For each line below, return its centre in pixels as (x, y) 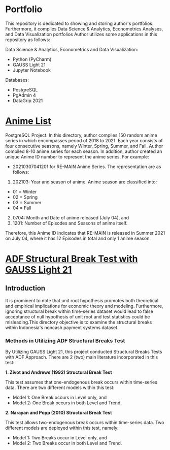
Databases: (17, 80)
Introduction (25, 288)
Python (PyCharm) (32, 59)
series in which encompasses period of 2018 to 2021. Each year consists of (84, 140)
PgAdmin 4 (24, 95)
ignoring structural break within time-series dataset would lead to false (79, 311)
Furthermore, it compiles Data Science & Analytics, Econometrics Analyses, (84, 28)
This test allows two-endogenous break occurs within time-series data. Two (85, 423)
